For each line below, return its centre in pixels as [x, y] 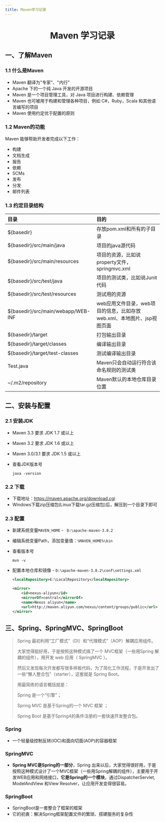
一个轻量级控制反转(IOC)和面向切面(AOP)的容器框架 [64, 741]
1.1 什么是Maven [24, 71]
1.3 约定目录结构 [24, 205]
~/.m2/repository [27, 383]
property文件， [114, 262]
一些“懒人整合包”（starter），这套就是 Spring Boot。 [69, 674]
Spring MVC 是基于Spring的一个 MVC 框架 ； [63, 706]
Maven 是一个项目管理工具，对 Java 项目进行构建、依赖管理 [73, 95]
